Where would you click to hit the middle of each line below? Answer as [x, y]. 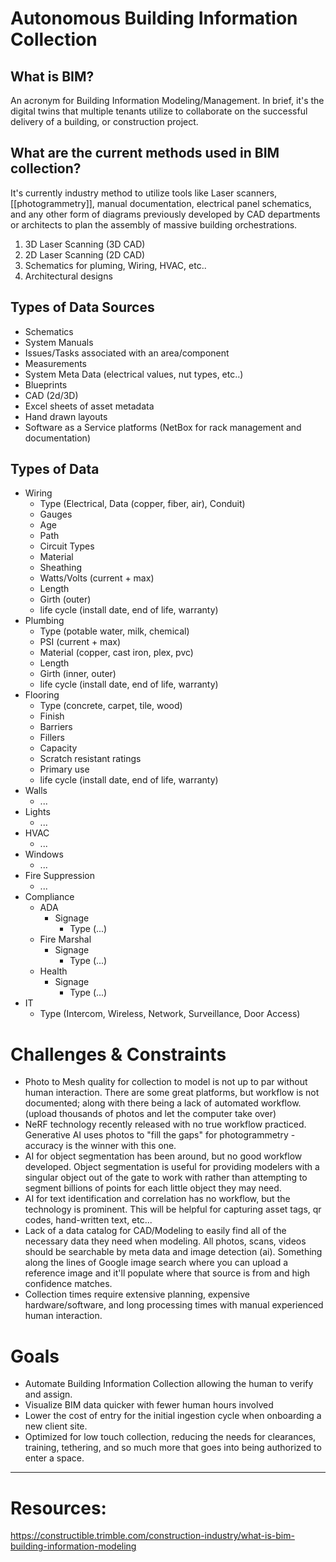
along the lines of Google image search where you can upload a [156, 1263]
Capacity [58, 748]
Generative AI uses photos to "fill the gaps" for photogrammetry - [160, 1135]
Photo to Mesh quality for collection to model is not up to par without [166, 1082]
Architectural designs [68, 276]
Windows [44, 854]
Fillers [52, 738]
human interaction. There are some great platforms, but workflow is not [172, 1093]
